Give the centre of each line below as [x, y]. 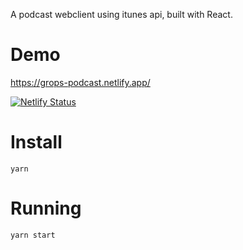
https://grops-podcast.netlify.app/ [80, 82]
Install [36, 142]
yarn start [33, 235]
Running [46, 208]
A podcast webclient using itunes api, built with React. [121, 14]
